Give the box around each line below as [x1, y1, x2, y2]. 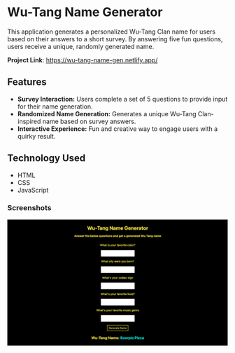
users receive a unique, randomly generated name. [7, 42, 155, 50]
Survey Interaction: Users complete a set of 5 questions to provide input [17, 95, 228, 103]
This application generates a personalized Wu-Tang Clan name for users [7, 27, 215, 36]
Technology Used [7, 152, 86, 165]
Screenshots [7, 203, 52, 213]
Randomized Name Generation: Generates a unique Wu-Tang [17, 109, 197, 118]
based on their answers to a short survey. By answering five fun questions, [7, 34, 223, 43]
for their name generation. [17, 102, 93, 111]
